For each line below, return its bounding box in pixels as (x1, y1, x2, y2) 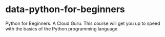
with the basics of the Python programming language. (5, 25, 119, 31)
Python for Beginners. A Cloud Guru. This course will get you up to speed (5, 20, 160, 26)
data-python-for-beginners (5, 4, 126, 15)
